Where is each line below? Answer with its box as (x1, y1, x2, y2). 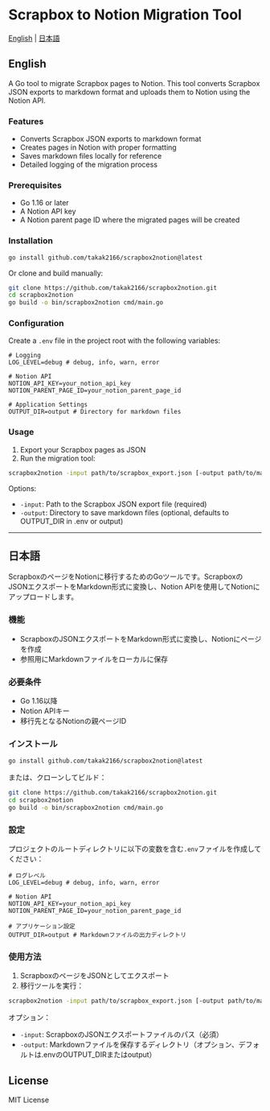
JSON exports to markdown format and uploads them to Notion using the (8, 87, 251, 97)
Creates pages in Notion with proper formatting (19, 142, 177, 152)
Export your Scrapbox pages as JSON (19, 444, 146, 454)
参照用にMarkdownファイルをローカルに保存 (19, 654, 169, 663)
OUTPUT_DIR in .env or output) (19, 516, 124, 526)
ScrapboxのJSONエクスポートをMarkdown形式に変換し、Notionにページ (19, 634, 262, 643)
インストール (8, 738, 58, 750)
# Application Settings (8, 401, 88, 409)
